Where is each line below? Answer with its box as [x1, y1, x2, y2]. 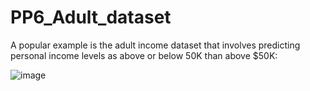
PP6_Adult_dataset [10, 6, 172, 29]
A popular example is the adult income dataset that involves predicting [10, 39, 301, 51]
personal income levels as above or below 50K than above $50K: [10, 49, 278, 61]
